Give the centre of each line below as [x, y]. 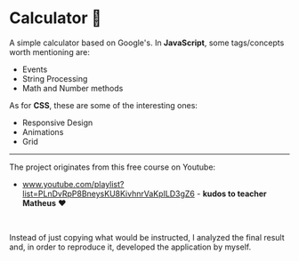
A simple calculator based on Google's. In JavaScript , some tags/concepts [147, 43]
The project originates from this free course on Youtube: [113, 167]
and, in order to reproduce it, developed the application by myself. [130, 247]
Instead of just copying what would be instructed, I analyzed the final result [147, 237]
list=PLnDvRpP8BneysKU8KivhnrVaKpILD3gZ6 [109, 194]
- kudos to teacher [232, 194]
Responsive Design [57, 123]
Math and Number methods [73, 88]
